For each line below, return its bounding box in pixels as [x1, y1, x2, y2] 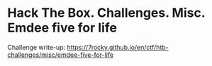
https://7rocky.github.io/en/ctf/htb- [67, 43, 169, 51]
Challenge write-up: [7, 43, 66, 51]
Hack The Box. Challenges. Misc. [7, 5, 206, 21]
